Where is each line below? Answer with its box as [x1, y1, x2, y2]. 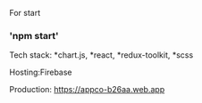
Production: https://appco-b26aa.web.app [9, 84, 165, 95]
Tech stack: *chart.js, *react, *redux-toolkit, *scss [9, 50, 194, 60]
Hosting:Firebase [9, 67, 73, 78]
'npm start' [9, 29, 60, 42]
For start [9, 8, 41, 18]
